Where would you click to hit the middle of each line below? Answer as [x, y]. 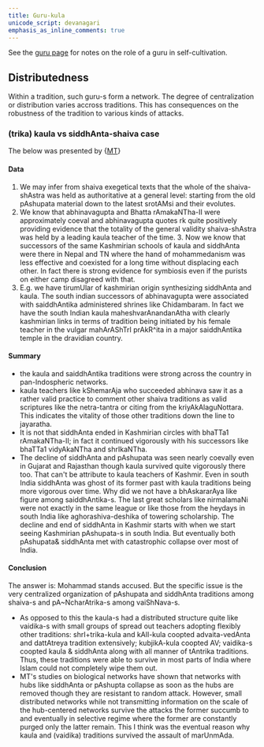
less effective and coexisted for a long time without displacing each [129, 262]
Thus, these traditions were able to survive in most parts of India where [135, 660]
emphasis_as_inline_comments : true [67, 30]
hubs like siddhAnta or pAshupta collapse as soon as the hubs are [126, 685]
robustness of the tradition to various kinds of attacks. [96, 113]
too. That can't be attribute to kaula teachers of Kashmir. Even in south [134, 474]
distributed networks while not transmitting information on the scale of [134, 702]
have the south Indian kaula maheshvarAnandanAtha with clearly [125, 312]
